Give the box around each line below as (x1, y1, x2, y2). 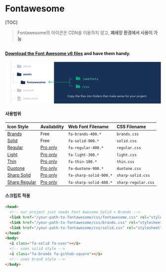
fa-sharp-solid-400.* (68, 180, 113, 185)
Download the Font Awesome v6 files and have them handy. (5, 51, 131, 57)
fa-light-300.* (68, 152, 100, 157)
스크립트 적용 (5, 192, 31, 199)
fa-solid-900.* (68, 138, 100, 144)
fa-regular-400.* (68, 145, 104, 150)
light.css (117, 152, 137, 157)
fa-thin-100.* (68, 159, 97, 164)
